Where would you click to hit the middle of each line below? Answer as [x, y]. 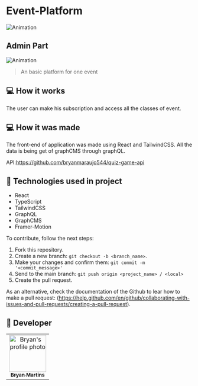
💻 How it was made [43, 128]
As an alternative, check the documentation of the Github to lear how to [93, 292]
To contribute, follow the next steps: [50, 239]
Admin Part [27, 46]
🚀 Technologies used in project [64, 181]
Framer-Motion [33, 227]
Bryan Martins [28, 375]
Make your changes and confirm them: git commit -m [80, 262]
